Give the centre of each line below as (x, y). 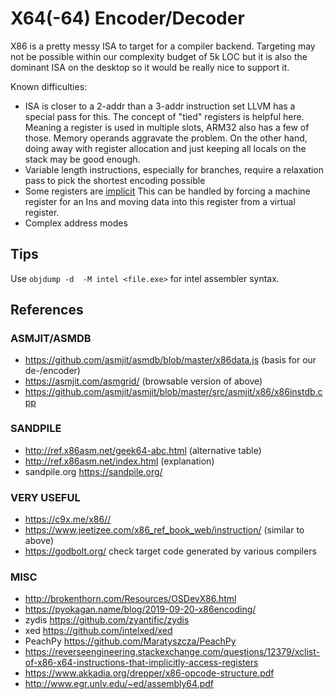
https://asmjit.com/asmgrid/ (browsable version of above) (143, 381)
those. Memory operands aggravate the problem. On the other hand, (166, 138)
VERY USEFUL (45, 497)
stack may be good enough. (82, 159)
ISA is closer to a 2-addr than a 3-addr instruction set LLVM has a (160, 106)
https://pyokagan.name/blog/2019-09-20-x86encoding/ (140, 609)
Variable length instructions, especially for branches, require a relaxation (174, 169)
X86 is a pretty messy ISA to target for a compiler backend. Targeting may (163, 46)
